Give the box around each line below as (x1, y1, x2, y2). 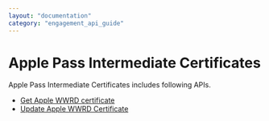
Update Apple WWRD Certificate (19, 104, 129, 114)
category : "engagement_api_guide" (8, 19, 125, 27)
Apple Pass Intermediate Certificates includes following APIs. (8, 80, 211, 90)
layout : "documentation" (8, 11, 92, 20)
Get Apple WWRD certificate (19, 95, 115, 105)
